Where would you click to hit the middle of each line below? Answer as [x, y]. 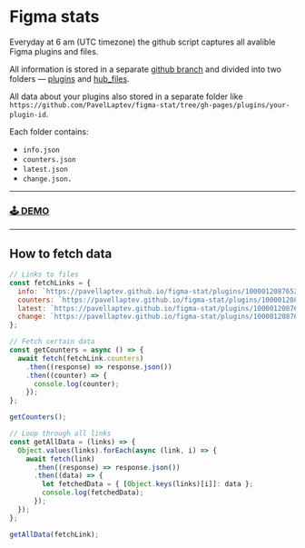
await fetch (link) [60, 459]
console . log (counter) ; [76, 384]
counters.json [49, 159]
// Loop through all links [60, 433]
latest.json [45, 169]
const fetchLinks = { [50, 283]
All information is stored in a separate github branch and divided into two [145, 69]
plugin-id [28, 115]
